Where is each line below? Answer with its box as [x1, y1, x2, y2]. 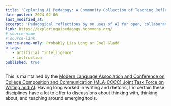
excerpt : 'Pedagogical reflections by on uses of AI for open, [5, 21, 142, 27]
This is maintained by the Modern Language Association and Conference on [5, 73, 165, 79]
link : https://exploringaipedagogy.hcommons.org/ [5, 26, 113, 32]
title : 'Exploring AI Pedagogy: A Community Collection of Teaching [5, 7, 154, 13]
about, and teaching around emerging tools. [5, 95, 98, 101]
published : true [5, 60, 40, 65]
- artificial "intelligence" [12, 50, 74, 55]
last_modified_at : [5, 17, 44, 22]
